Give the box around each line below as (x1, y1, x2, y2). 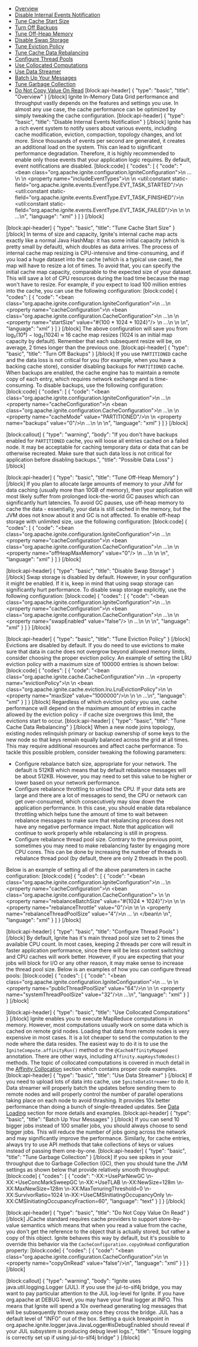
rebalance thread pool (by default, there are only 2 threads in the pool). (14, 855, 188, 862)
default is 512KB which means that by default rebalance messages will (14, 767, 186, 773)
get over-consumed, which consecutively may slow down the (14, 798, 164, 805)
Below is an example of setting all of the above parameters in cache (6, 866, 171, 873)
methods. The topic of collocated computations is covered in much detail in (6, 1059, 190, 1066)
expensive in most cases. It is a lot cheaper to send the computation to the (6, 1034, 188, 1041)
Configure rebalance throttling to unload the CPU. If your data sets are (14, 785, 186, 792)
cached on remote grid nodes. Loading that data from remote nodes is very (6, 1028, 190, 1035)
